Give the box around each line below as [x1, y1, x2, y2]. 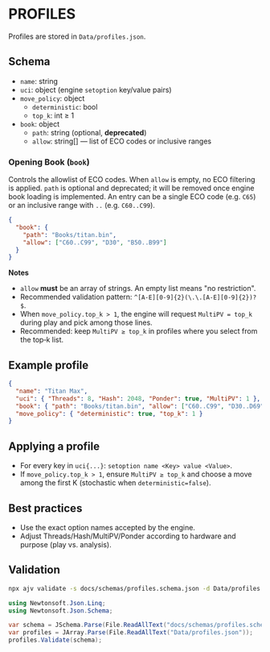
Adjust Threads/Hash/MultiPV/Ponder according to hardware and [19, 531, 236, 541]
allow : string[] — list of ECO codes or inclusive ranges [31, 136, 211, 146]
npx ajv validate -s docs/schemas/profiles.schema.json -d [8, 584, 211, 592]
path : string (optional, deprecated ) [31, 127, 147, 137]
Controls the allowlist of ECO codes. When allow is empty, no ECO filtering [8, 175, 256, 185]
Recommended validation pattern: [19, 292, 133, 302]
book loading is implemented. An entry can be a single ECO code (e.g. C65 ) [8, 192, 256, 201]
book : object [19, 118, 60, 129]
